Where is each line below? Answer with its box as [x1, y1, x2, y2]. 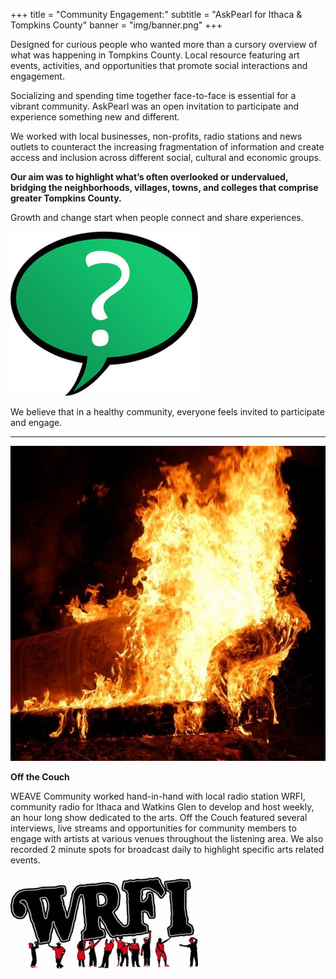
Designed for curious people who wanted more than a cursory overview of [10, 39, 318, 50]
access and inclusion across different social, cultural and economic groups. [10, 152, 322, 163]
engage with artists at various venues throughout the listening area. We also [10, 833, 324, 844]
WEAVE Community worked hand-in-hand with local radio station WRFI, [10, 790, 306, 802]
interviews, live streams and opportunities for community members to [10, 822, 297, 834]
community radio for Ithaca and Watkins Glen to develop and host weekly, [10, 801, 315, 813]
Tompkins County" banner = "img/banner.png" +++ [10, 19, 223, 31]
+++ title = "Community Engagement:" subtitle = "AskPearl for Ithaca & [10, 9, 303, 20]
